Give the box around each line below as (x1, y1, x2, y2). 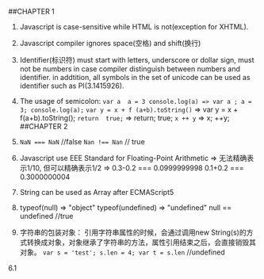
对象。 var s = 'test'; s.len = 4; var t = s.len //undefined (19, 247, 225, 257)
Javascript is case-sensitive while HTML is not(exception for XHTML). (19, 22, 249, 31)
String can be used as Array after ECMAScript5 (19, 188, 174, 197)
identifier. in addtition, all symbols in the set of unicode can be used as (19, 73, 251, 82)
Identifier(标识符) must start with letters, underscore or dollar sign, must (19, 55, 255, 64)
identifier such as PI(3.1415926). (19, 81, 124, 90)
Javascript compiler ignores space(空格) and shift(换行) (19, 39, 201, 48)
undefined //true (19, 212, 74, 220)
